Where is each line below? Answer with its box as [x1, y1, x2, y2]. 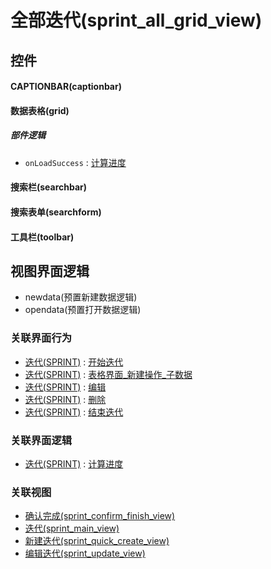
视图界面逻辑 [10, 262, 90, 280]
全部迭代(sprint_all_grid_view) [10, 9, 263, 32]
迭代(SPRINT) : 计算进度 [24, 457, 124, 470]
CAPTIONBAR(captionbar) [10, 81, 122, 93]
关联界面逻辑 [10, 433, 73, 447]
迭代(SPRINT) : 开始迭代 [24, 356, 124, 368]
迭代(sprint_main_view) [24, 522, 120, 535]
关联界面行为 [10, 331, 73, 345]
